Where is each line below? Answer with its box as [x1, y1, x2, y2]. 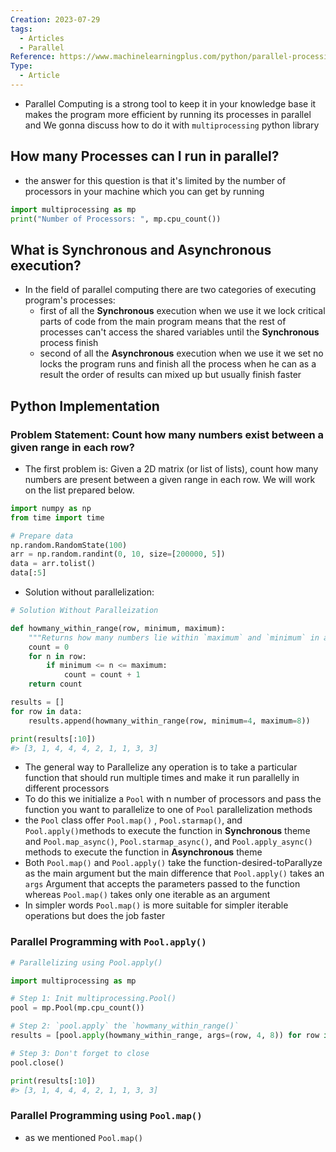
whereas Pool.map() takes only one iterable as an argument [24, 889, 271, 901]
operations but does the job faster [24, 910, 166, 922]
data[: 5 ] [10, 568, 47, 578]
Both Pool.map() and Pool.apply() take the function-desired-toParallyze [24, 857, 323, 869]
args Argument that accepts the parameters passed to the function [24, 878, 301, 890]
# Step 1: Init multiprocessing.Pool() [10, 994, 177, 1004]
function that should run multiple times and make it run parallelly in [24, 772, 300, 784]
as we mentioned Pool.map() [24, 1131, 143, 1143]
